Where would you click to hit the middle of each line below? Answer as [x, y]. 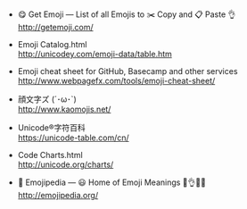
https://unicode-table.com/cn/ [73, 138]
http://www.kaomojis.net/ [64, 109]
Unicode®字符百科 [52, 128]
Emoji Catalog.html [52, 44]
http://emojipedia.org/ [58, 195]
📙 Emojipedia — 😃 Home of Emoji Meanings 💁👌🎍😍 [112, 182]
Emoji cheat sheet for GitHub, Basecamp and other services [128, 71]
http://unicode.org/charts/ [66, 164]
